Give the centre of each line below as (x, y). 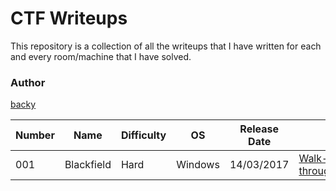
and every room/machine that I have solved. (101, 56)
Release (259, 129)
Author (28, 82)
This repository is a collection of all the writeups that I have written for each (166, 46)
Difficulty (143, 135)
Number (35, 135)
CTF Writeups (69, 18)
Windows (198, 165)
